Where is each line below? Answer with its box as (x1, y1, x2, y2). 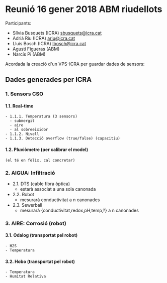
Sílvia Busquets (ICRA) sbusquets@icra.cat (12, 30, 102, 36)
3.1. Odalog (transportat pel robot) (5, 232, 78, 238)
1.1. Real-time (5, 103, 34, 109)
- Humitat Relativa (5, 274, 46, 279)
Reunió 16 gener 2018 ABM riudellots (5, 4, 162, 15)
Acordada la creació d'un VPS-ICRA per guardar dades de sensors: (5, 61, 145, 67)
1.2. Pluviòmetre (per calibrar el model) (5, 147, 89, 153)
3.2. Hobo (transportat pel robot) (5, 258, 75, 264)
